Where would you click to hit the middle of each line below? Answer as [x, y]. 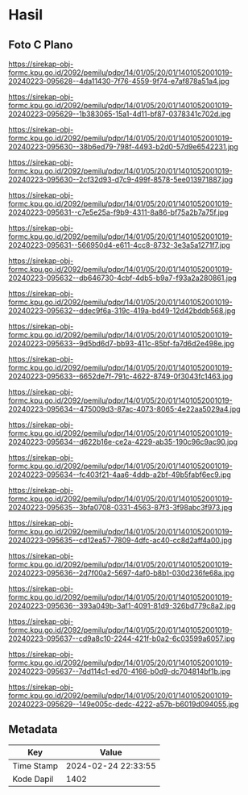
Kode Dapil [33, 779]
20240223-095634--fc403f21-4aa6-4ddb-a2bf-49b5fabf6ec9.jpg [120, 475]
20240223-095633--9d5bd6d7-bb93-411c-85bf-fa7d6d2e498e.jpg [122, 343]
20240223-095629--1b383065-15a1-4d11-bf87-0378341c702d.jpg [120, 114]
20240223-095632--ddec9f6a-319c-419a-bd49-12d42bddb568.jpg [122, 311]
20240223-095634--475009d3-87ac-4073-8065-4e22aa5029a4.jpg [124, 409]
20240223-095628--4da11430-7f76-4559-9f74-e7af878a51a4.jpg [119, 81]
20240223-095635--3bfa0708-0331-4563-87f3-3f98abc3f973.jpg [120, 507]
